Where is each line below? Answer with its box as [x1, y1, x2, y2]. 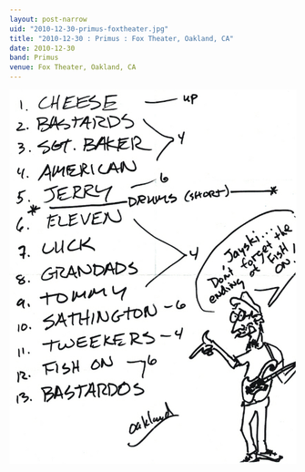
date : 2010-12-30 [9, 44, 76, 53]
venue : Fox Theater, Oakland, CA [9, 63, 137, 72]
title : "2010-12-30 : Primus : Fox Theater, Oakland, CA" [9, 34, 234, 43]
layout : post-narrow [9, 15, 88, 24]
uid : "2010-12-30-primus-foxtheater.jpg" [9, 24, 169, 34]
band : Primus [9, 53, 59, 63]
